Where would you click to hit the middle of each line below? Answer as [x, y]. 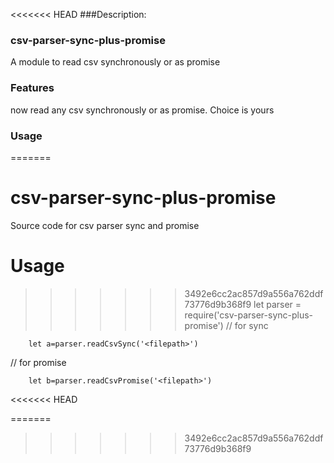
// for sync [247, 325]
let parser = [277, 304]
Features [32, 88]
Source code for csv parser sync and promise [105, 225]
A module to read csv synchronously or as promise [115, 62]
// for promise [38, 362]
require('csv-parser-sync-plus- [249, 315]
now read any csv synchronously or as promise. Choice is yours [142, 110]
